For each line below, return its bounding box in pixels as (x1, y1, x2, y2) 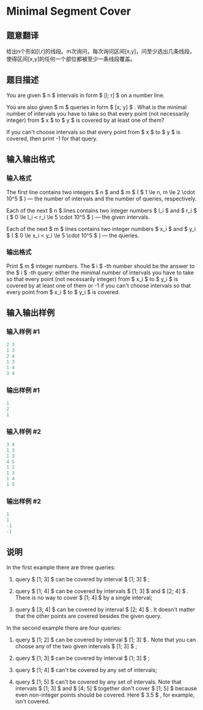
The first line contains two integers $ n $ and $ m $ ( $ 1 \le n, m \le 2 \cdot (6, 188, 196, 195)
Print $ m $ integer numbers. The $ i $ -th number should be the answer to (6, 262, 195, 270)
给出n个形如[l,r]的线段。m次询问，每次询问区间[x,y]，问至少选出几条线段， (6, 48, 196, 55)
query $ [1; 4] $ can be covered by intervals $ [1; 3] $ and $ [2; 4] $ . (15, 587, 189, 595)
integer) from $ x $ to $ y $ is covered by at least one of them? (6, 116, 164, 124)
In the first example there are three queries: (6, 564, 116, 571)
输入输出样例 (6, 308, 55, 318)
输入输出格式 (6, 154, 55, 165)
